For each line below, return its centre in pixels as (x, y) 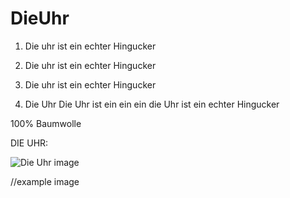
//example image (45, 181)
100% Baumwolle (46, 123)
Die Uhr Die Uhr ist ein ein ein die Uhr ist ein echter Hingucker (152, 104)
